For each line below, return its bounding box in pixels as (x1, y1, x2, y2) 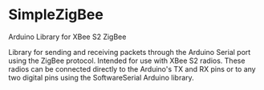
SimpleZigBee (8, 6, 104, 24)
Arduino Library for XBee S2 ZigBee (8, 32, 127, 41)
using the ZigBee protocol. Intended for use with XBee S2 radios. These (8, 56, 246, 65)
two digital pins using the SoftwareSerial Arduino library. (8, 72, 194, 82)
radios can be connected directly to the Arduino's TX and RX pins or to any (8, 64, 256, 73)
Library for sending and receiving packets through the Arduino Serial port (8, 47, 251, 57)
